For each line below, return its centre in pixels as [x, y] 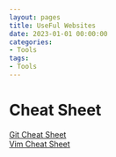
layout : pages [35, 17]
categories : [31, 42]
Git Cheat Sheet [38, 134]
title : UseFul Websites [53, 26]
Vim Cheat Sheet [40, 144]
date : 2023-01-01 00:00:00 [58, 34]
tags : [19, 58]
